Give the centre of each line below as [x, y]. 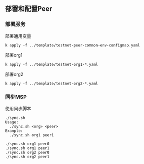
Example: [14, 131]
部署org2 [14, 74]
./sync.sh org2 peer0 [27, 152]
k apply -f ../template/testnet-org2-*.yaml [52, 83]
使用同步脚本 [18, 108]
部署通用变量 [18, 36]
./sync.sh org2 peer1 [27, 157]
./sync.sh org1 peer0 [27, 144]
